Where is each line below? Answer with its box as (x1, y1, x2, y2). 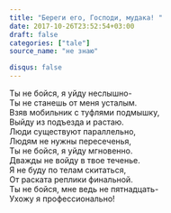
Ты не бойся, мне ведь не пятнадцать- (9, 184, 159, 194)
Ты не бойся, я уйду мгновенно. (9, 145, 133, 156)
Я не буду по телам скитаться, (9, 164, 127, 175)
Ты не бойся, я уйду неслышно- (9, 88, 132, 98)
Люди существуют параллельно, (9, 126, 137, 136)
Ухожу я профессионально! (9, 193, 115, 204)
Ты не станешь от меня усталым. (9, 97, 138, 108)
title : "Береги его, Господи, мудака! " (9, 13, 164, 23)
